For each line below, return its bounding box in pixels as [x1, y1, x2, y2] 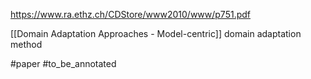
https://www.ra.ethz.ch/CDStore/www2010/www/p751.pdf [10, 9, 252, 20]
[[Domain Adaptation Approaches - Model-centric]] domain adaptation [10, 28, 302, 39]
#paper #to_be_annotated [10, 58, 117, 69]
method [10, 39, 43, 50]
